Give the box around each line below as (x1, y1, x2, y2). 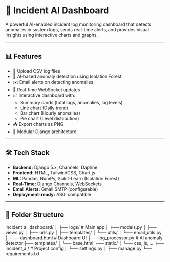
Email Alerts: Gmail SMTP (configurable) (12, 186, 98, 192)
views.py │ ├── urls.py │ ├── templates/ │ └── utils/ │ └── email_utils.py (5, 230, 162, 236)
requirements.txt (5, 251, 40, 257)
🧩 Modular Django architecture (12, 128, 77, 135)
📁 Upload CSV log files (12, 68, 60, 74)
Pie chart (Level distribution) (20, 115, 79, 121)
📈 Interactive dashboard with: (12, 92, 76, 98)
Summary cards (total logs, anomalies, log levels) (20, 99, 123, 105)
